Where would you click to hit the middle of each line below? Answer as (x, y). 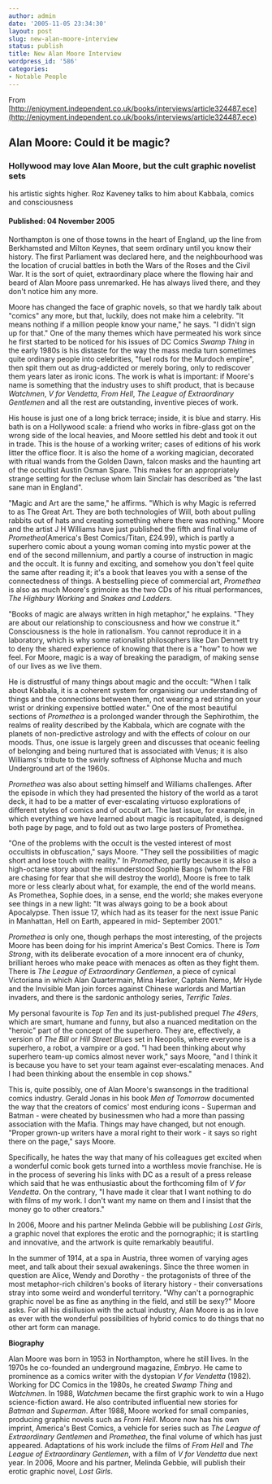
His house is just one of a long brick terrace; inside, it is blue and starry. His (135, 418)
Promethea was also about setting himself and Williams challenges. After (130, 784)
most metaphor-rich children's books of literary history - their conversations (136, 1284)
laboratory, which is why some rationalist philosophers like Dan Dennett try (134, 639)
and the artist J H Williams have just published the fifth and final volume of (133, 529)
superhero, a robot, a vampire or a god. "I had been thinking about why (127, 1047)
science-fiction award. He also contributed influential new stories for (123, 1402)
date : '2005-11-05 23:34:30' (58, 24)
